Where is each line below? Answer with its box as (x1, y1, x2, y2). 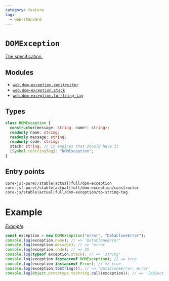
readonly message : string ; (10, 135, 67, 140)
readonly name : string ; (10, 130, 60, 135)
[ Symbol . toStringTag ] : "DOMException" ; (10, 149, 94, 154)
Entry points (5, 168, 45, 176)
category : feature (5, 7, 44, 13)
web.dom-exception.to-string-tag (12, 93, 83, 99)
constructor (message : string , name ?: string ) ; (10, 125, 110, 130)
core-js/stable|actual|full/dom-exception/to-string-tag (5, 189, 128, 195)
